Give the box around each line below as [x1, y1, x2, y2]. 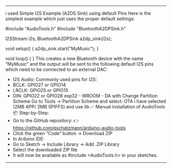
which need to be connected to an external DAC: [5, 66, 108, 72]
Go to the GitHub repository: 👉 [12, 118, 79, 123]
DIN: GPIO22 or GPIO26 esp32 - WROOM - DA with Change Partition [12, 93, 158, 99]
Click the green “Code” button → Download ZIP [12, 130, 113, 136]
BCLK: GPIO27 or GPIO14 [12, 82, 66, 88]
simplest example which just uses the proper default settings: [5, 16, 135, 22]
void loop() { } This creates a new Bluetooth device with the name [5, 55, 144, 62]
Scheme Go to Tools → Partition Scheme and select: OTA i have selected [12, 98, 166, 104]
